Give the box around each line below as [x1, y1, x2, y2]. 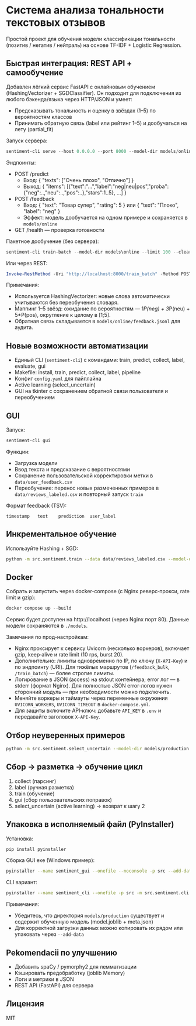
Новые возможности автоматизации [6, 341, 149, 351]
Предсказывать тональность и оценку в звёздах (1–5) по [14, 107, 156, 114]
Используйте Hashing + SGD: [6, 545, 79, 552]
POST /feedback [14, 195, 55, 202]
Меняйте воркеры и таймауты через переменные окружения [14, 695, 168, 702]
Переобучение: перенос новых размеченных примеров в [14, 484, 159, 491]
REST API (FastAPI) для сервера [14, 982, 94, 989]
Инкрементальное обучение [6, 529, 117, 539]
